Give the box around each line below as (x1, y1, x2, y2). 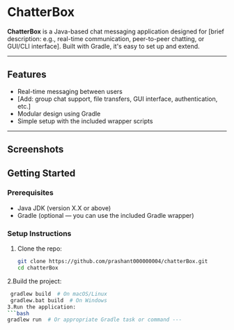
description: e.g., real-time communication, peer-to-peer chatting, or (7, 34, 205, 42)
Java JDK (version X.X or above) (17, 203, 111, 212)
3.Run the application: (7, 304, 77, 311)
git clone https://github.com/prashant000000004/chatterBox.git (17, 258, 208, 265)
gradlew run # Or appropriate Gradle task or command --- (7, 316, 182, 324)
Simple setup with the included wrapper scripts (17, 116, 153, 125)
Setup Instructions (7, 228, 72, 238)
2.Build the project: (7, 276, 62, 285)
